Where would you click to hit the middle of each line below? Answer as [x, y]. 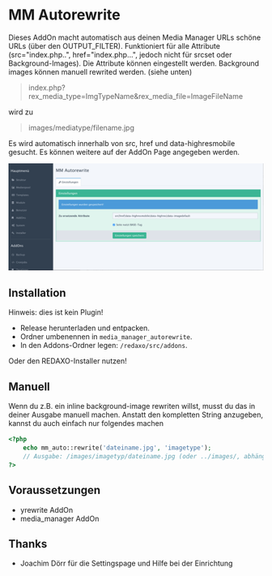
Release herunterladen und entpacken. [85, 328]
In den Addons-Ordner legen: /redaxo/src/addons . [104, 346]
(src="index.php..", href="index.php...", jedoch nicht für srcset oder [120, 54]
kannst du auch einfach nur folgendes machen [86, 423]
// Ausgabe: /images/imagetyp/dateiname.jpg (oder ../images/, [132, 456]
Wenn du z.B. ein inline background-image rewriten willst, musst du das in [132, 406]
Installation [37, 292]
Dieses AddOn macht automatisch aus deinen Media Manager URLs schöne [135, 37]
